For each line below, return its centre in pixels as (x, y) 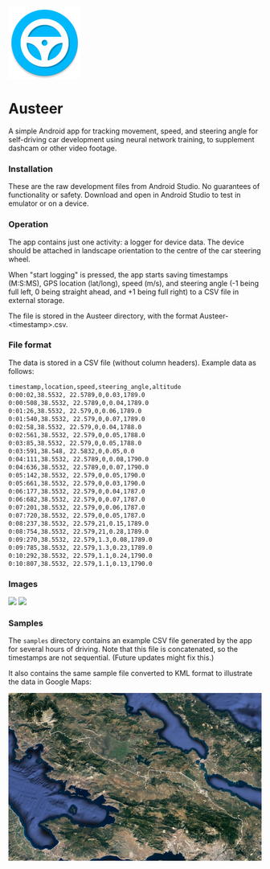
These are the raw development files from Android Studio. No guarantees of (134, 187)
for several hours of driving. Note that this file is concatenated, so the (123, 650)
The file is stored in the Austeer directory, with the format (103, 316)
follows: (21, 371)
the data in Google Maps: (50, 682)
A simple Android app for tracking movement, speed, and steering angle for (133, 131)
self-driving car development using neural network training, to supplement (131, 139)
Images (23, 584)
